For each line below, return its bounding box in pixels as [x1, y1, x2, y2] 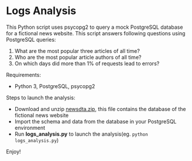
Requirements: [6, 71, 41, 78]
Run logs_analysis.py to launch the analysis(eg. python [14, 130, 148, 137]
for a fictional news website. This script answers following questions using [6, 29, 186, 36]
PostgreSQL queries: [6, 36, 56, 43]
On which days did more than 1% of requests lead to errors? [14, 60, 160, 67]
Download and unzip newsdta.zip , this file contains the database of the [14, 105, 186, 112]
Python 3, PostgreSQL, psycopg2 [14, 82, 95, 89]
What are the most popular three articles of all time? [14, 47, 140, 54]
